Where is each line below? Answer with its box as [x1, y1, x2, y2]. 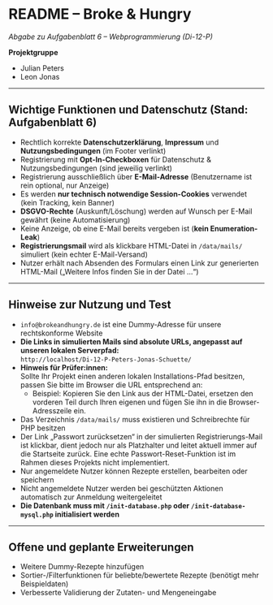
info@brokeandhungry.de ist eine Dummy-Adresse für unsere [19, 319, 222, 329]
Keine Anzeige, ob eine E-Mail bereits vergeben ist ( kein [19, 223, 209, 233]
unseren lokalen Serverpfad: [19, 345, 119, 355]
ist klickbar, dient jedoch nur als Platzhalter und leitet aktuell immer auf [19, 440, 258, 450]
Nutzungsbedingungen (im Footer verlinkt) [19, 145, 167, 155]
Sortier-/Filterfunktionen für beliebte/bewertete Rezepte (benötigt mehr [19, 570, 259, 581]
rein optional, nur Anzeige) [19, 180, 110, 190]
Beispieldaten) [19, 579, 69, 589]
